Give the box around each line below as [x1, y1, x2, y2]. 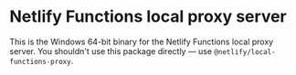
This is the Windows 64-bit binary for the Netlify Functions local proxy [9, 36, 274, 47]
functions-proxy [9, 57, 71, 66]
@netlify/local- [214, 47, 276, 56]
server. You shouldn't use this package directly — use [9, 45, 213, 56]
